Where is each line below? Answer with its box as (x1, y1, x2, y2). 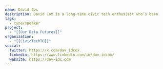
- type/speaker (9, 20, 41, 26)
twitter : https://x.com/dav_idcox (9, 48, 80, 52)
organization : (5, 34, 34, 39)
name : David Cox (5, 7, 38, 12)
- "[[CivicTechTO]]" (9, 39, 51, 44)
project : (5, 25, 23, 30)
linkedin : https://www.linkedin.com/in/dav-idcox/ (9, 52, 115, 57)
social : (5, 43, 21, 48)
